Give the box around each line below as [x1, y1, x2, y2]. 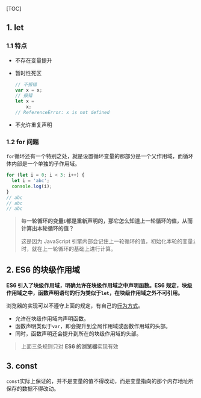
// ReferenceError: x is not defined [14, 110, 110, 116]
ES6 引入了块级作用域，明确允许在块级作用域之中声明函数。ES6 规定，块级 [6, 282, 193, 289]
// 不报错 [14, 81, 37, 87]
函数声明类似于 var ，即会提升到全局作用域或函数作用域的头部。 [14, 323, 172, 330]
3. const [6, 361, 38, 371]
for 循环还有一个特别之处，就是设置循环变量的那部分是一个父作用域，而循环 [6, 153, 194, 160]
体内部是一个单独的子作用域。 [6, 160, 80, 168]
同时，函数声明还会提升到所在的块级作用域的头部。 [14, 330, 142, 337]
